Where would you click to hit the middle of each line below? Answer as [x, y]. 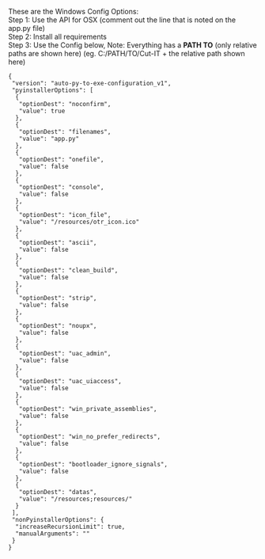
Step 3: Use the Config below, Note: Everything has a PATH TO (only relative [132, 45]
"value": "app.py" [49, 139]
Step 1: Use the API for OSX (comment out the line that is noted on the [122, 20]
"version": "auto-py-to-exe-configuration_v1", [91, 83]
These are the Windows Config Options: [74, 11]
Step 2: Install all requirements [58, 36]
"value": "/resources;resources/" [76, 499]
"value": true [42, 111]
